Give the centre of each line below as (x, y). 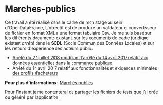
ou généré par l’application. (32, 97)
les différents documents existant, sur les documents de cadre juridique (77, 38)
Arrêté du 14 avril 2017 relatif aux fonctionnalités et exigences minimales (84, 68)
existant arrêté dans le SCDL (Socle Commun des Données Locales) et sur (80, 43)
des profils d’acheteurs (35, 73)
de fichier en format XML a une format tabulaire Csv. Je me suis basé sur (78, 33)
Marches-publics (41, 9)
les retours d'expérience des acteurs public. (49, 48)
